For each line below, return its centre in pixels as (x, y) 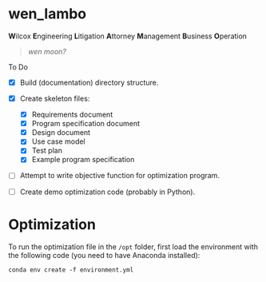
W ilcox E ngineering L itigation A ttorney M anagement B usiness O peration (128, 36)
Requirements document (72, 115)
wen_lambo (48, 14)
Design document (61, 133)
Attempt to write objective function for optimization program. (119, 176)
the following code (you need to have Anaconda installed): (104, 255)
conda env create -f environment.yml (71, 270)
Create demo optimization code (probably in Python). (107, 192)
